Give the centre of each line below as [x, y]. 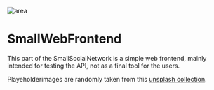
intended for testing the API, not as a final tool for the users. [94, 66]
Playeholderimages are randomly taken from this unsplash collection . [107, 79]
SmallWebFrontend [65, 39]
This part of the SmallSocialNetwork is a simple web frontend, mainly [107, 58]
